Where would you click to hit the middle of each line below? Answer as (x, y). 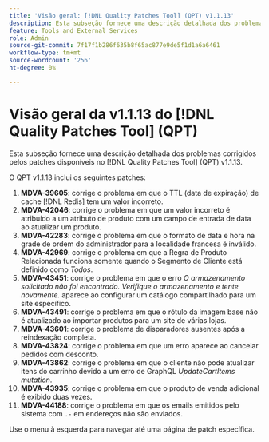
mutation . (36, 380)
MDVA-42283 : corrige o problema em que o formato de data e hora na (138, 235)
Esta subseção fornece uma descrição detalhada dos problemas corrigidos (133, 153)
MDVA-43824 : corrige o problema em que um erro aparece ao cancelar (139, 345)
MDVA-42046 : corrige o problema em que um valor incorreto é (125, 209)
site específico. (45, 303)
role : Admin (29, 38)
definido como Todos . (57, 269)
